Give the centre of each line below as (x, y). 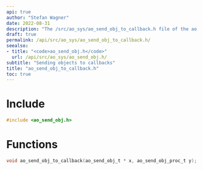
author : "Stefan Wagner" (38, 18)
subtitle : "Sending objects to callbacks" (61, 63)
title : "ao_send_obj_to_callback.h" (53, 68)
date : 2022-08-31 (28, 23)
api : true (19, 12)
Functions (32, 145)
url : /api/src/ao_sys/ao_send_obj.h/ (60, 57)
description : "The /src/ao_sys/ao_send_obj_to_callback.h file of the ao (102, 29)
